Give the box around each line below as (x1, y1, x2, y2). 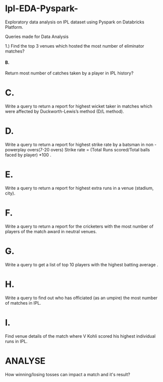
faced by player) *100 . (5, 152, 52, 158)
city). (5, 190, 16, 196)
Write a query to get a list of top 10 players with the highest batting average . (5, 261, 158, 268)
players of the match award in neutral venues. (5, 228, 97, 234)
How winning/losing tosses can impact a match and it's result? (5, 371, 130, 377)
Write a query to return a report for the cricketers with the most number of (5, 223, 154, 229)
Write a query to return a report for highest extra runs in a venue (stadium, (5, 185, 154, 191)
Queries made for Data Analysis (5, 34, 69, 39)
